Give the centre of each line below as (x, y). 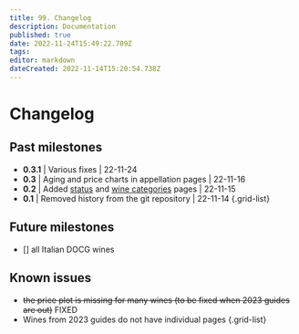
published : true (40, 35)
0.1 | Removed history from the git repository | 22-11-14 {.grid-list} (146, 198)
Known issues (51, 278)
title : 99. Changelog (51, 18)
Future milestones (62, 228)
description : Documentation (63, 26)
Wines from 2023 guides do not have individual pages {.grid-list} (144, 319)
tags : (20, 52)
